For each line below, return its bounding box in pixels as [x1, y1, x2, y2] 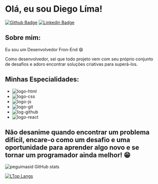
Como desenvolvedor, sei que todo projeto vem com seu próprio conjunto [5, 56, 154, 62]
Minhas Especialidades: [5, 75, 79, 84]
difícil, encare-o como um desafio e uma [5, 135, 130, 144]
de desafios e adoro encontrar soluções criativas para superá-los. [5, 61, 138, 67]
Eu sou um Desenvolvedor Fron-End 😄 [5, 46, 84, 52]
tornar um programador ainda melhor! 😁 [5, 151, 131, 159]
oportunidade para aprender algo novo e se [5, 143, 139, 151]
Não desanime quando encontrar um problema [5, 128, 150, 136]
